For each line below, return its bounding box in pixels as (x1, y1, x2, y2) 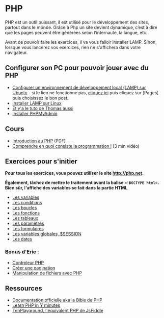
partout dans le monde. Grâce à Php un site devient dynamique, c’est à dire (5, 24, 158, 30)
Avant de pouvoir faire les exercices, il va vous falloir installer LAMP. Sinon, (5, 39, 157, 45)
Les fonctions (12, 210, 40, 216)
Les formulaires (12, 226, 44, 232)
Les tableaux (12, 215, 38, 221)
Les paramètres (12, 220, 44, 226)
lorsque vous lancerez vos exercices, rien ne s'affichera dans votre (5, 44, 141, 50)
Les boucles (12, 205, 37, 211)
